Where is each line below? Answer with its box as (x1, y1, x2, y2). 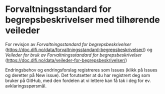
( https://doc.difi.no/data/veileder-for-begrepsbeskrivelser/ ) (5, 57, 127, 63)
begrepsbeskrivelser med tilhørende (5, 14, 160, 25)
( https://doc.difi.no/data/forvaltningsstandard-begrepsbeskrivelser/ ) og (5, 46, 152, 52)
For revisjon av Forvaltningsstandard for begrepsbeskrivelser (5, 41, 131, 47)
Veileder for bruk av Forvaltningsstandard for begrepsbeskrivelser (5, 51, 142, 58)
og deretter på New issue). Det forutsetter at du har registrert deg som (5, 72, 150, 78)
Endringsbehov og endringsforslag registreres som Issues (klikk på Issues (5, 66, 157, 73)
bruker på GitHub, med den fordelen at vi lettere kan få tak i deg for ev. (5, 77, 151, 83)
